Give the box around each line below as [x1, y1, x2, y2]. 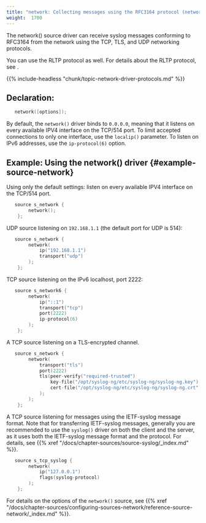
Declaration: [6, 93, 55, 103]
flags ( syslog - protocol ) [39, 475, 100, 481]
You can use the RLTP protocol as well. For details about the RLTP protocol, [6, 56, 196, 64]
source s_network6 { [14, 287, 67, 293]
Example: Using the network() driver [6, 157, 148, 168]
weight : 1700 [6, 15, 43, 21]
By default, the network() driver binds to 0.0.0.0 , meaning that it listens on [6, 120, 195, 128]
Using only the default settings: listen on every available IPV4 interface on [6, 184, 193, 190]
